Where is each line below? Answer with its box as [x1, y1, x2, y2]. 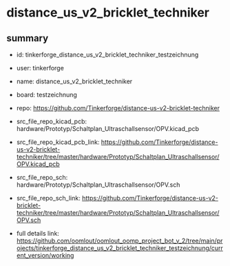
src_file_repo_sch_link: [16, 194, 81, 202]
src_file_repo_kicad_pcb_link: [16, 138, 100, 146]
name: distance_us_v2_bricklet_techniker [16, 77, 133, 85]
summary [6, 32, 49, 44]
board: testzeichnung [16, 91, 77, 99]
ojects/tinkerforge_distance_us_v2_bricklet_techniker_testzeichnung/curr [16, 244, 223, 252]
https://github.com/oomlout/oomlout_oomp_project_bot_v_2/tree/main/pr [16, 236, 223, 245]
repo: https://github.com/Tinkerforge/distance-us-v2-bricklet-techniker [16, 104, 220, 112]
